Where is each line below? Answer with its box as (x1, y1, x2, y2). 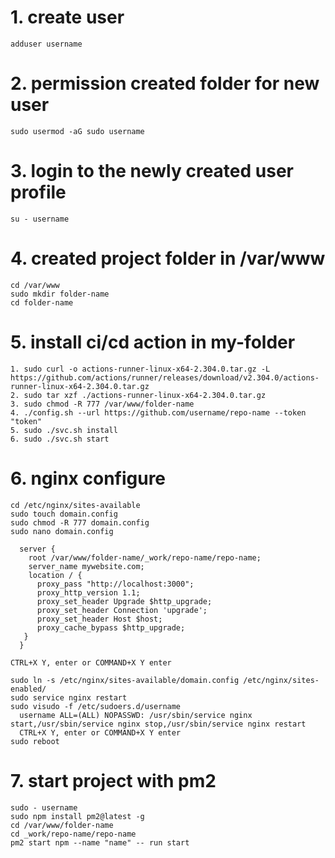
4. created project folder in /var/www (10, 247, 326, 270)
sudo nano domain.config (10, 526, 114, 536)
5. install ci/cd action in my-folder (10, 331, 296, 353)
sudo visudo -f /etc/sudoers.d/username (10, 701, 182, 711)
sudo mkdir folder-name (10, 289, 110, 299)
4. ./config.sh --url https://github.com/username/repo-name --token (10, 407, 307, 418)
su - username (10, 214, 70, 224)
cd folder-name (10, 297, 74, 308)
